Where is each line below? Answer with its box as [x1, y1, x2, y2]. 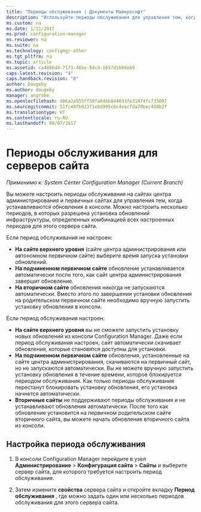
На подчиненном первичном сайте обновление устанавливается [14, 265, 184, 272]
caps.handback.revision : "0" [6, 76, 79, 82]
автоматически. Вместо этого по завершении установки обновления [14, 291, 193, 298]
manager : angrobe [6, 92, 50, 98]
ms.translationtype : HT [6, 109, 66, 115]
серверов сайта [6, 159, 90, 173]
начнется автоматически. [14, 390, 81, 397]
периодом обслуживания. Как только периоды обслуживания [14, 378, 175, 385]
